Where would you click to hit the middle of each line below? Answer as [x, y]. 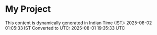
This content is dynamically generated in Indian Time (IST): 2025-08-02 [78, 23]
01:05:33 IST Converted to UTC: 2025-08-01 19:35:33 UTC [65, 28]
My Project [28, 9]
